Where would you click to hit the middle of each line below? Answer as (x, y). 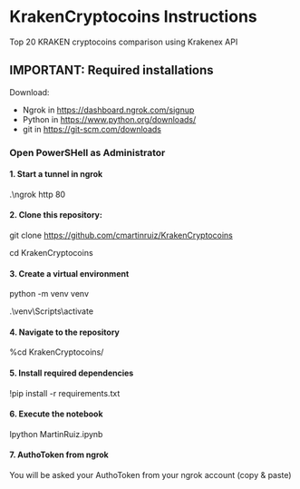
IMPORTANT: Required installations (112, 70)
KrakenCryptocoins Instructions (133, 17)
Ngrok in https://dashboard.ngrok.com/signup (108, 110)
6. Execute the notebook (56, 414)
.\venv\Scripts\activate (51, 311)
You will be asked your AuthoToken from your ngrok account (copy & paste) (150, 475)
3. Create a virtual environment (69, 273)
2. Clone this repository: (56, 215)
